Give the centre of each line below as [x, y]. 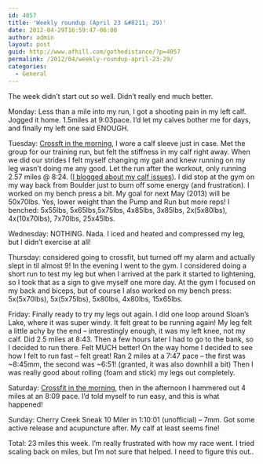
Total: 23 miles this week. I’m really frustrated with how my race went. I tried [131, 443]
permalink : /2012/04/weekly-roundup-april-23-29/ [91, 60]
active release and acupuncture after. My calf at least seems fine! [114, 428]
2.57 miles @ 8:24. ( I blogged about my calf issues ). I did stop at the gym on [131, 177]
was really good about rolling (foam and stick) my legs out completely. [122, 372]
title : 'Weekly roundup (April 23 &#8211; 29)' [88, 23]
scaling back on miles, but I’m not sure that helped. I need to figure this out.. [131, 451]
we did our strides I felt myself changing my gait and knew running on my [127, 160]
